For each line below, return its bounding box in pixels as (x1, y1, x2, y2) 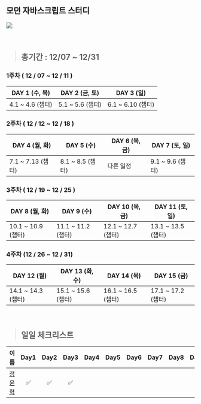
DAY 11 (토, (154, 203, 188, 211)
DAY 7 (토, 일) (151, 141, 191, 149)
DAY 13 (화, (60, 267, 94, 276)
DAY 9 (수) (62, 207, 92, 216)
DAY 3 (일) (115, 89, 147, 97)
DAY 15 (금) (154, 272, 188, 280)
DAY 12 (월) (13, 272, 47, 280)
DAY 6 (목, (111, 137, 141, 145)
